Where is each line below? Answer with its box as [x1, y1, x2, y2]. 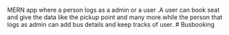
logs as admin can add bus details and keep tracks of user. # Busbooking [7, 21, 215, 28]
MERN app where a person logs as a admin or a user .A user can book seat [7, 6, 220, 14]
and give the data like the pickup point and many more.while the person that [7, 13, 223, 21]
